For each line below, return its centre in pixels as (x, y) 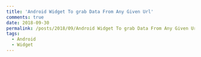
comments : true (25, 17)
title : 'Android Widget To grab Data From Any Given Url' (80, 12)
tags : (13, 34)
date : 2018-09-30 (28, 23)
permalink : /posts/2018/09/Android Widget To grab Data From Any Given (97, 28)
